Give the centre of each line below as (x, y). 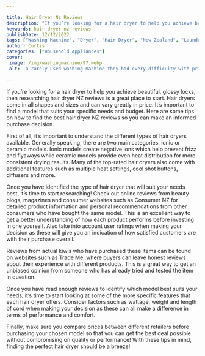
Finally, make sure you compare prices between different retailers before (98, 327)
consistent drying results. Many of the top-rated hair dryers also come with (101, 162)
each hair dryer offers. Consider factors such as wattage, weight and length (102, 301)
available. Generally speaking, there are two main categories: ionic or (93, 142)
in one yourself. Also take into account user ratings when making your (94, 226)
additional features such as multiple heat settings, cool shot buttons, (92, 169)
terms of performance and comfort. (51, 315)
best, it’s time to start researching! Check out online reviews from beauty (98, 193)
